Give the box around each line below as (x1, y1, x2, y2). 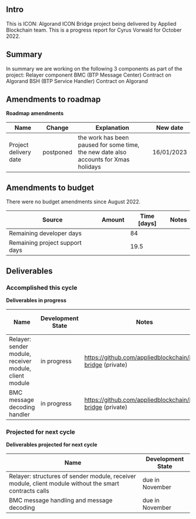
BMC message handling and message (9, 496, 113, 504)
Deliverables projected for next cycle (6, 441, 97, 448)
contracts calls (9, 487, 50, 495)
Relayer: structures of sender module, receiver (9, 472, 136, 480)
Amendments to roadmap (6, 95, 101, 105)
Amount (101, 216, 125, 224)
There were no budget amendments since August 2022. (6, 198, 141, 205)
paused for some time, (78, 141, 140, 149)
